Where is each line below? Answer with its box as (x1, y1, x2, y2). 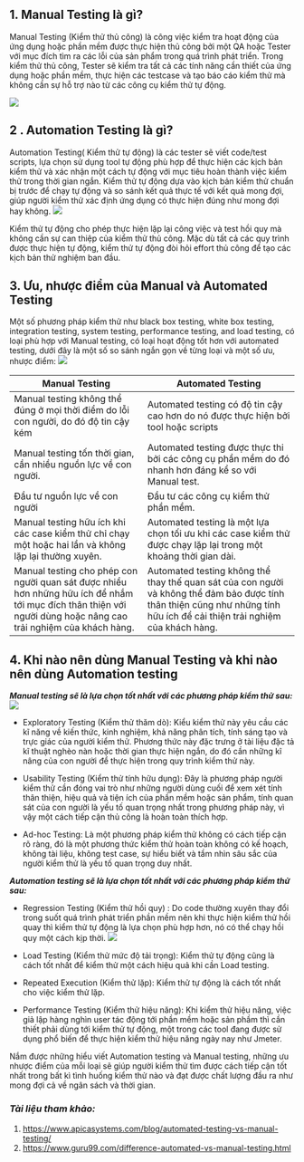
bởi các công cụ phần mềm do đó (147, 453, 290, 466)
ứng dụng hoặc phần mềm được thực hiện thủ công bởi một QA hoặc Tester (9, 41, 291, 52)
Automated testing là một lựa (147, 516, 270, 529)
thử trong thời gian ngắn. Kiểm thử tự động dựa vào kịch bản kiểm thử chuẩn (9, 176, 294, 187)
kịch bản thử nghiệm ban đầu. (9, 252, 120, 263)
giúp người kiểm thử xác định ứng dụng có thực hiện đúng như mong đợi (9, 195, 280, 206)
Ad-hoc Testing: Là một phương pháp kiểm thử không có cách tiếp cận (22, 829, 287, 840)
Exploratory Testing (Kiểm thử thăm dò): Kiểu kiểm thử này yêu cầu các (22, 717, 289, 728)
